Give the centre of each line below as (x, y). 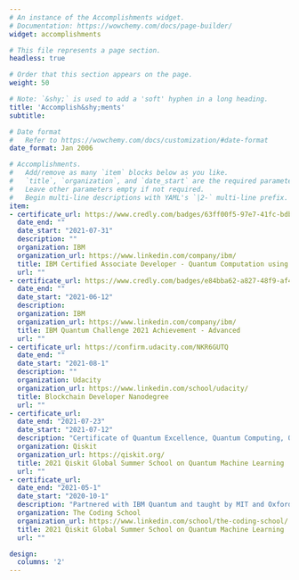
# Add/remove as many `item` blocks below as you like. (119, 173)
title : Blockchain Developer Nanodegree (93, 397)
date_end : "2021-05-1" (59, 488)
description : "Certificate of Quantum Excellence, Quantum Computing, (151, 438)
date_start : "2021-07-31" (65, 231)
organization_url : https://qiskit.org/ (91, 455)
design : (24, 554)
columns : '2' (41, 562)
